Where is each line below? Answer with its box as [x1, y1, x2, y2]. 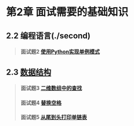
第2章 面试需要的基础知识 [6, 5, 129, 19]
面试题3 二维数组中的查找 [20, 85, 82, 92]
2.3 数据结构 [6, 67, 52, 77]
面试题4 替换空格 [20, 99, 62, 106]
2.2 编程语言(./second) [6, 31, 91, 41]
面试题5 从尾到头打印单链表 [20, 114, 87, 121]
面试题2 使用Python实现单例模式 [20, 48, 100, 55]
